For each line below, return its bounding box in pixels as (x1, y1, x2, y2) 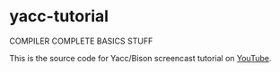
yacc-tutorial (9, 6, 109, 27)
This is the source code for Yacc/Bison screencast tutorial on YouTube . (9, 52, 272, 63)
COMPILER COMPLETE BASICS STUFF (9, 36, 153, 46)
